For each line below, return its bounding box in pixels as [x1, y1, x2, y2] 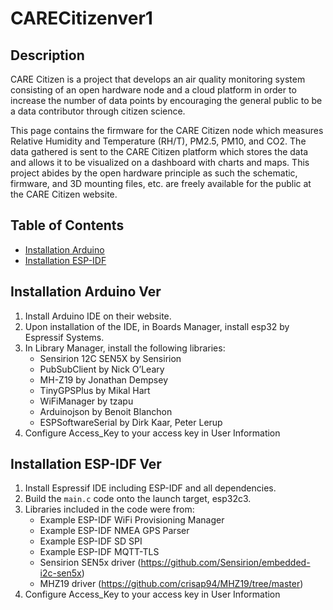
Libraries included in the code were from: [24, 503, 195, 516]
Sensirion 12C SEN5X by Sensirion [39, 352, 182, 364]
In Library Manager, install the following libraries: [24, 342, 226, 354]
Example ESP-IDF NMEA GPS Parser [39, 525, 190, 537]
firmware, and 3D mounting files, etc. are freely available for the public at [10, 178, 312, 189]
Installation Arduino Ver [10, 283, 162, 301]
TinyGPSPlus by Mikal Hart [39, 384, 151, 396]
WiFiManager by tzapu [39, 395, 134, 407]
